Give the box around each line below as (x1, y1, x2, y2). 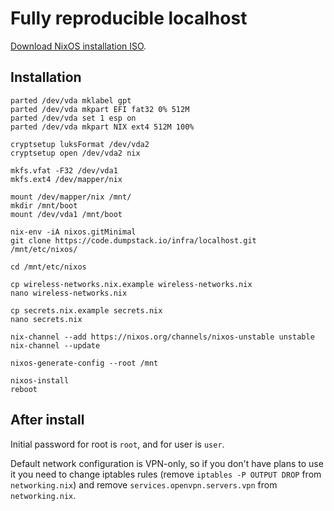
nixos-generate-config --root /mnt (10, 358, 159, 368)
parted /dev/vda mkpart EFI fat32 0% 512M (10, 104, 190, 114)
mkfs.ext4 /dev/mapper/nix (10, 174, 123, 184)
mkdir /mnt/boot (10, 200, 78, 211)
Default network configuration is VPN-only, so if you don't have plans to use (10, 457, 324, 469)
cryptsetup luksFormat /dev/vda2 (10, 139, 150, 149)
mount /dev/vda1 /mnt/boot (10, 209, 123, 219)
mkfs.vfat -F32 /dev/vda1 (10, 165, 118, 176)
